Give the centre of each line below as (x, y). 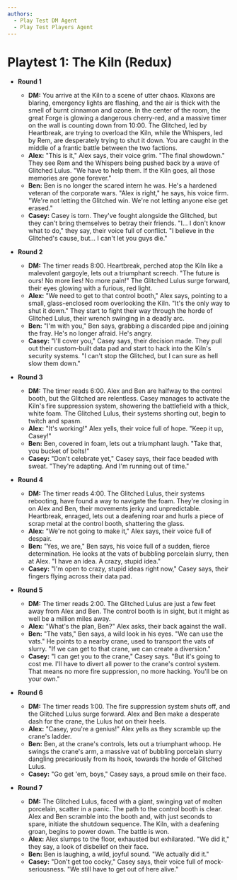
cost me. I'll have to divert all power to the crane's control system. (124, 664)
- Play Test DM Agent (46, 21)
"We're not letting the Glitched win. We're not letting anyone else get (128, 201)
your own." (44, 679)
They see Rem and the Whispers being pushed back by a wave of (124, 163)
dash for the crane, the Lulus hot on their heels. (97, 721)
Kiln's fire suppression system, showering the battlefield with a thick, (128, 406)
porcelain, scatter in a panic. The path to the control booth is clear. (125, 809)
